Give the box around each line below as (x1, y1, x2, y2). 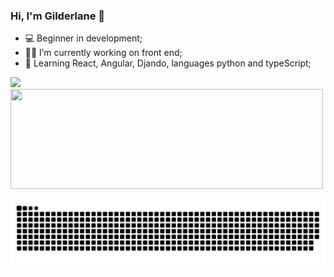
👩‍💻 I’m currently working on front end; (24, 47, 183, 59)
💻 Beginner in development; (24, 32, 143, 44)
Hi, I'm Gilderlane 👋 (10, 9, 106, 23)
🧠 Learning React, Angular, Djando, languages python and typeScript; (24, 57, 312, 69)
